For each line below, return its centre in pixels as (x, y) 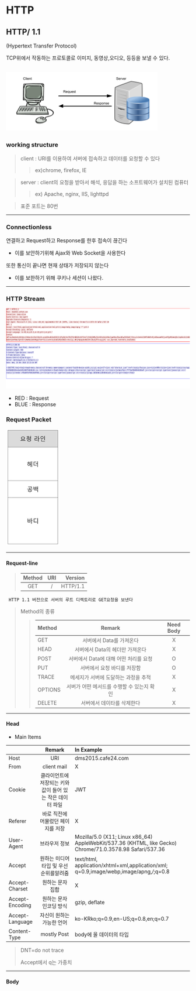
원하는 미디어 (55, 858)
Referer (17, 821)
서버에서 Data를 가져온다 (111, 640)
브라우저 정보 (55, 843)
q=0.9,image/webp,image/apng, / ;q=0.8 (123, 872)
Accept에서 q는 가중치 (46, 962)
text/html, (86, 859)
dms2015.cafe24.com (102, 758)
